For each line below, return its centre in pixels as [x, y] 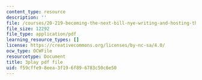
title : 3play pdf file [35, 62]
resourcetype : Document [36, 57]
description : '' [26, 17]
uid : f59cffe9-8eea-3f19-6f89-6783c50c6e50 [62, 68]
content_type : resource [36, 12]
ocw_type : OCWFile [29, 51]
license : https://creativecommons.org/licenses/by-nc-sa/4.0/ [86, 46]
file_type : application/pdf [41, 34]
